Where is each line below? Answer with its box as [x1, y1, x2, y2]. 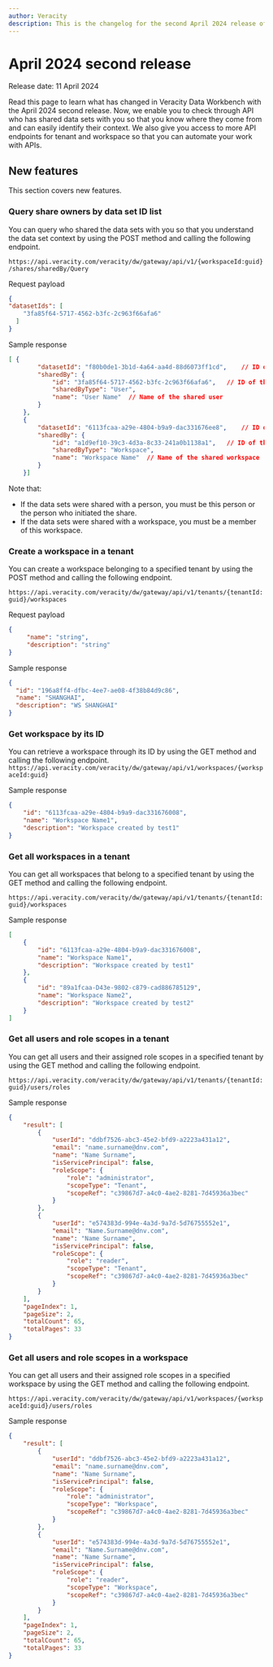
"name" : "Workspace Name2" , [37, 991, 132, 1000]
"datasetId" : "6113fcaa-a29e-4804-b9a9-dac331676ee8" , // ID [37, 423, 260, 431]
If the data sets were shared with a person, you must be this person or [19, 499, 256, 509]
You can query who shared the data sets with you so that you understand [8, 225, 254, 234]
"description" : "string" [26, 641, 111, 649]
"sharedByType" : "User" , [51, 386, 136, 394]
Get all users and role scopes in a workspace [8, 1352, 188, 1363]
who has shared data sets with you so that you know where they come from [8, 115, 262, 125]
